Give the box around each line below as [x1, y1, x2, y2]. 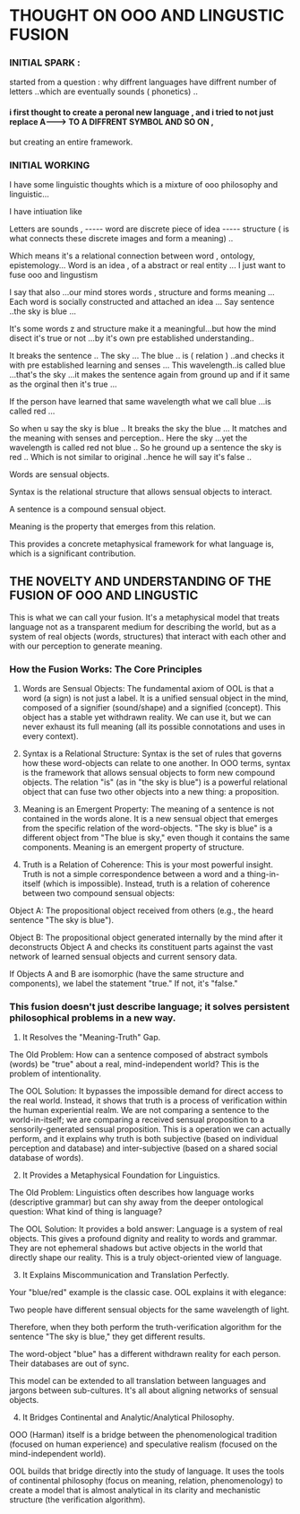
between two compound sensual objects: [21, 888, 176, 899]
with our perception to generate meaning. [9, 640, 163, 651]
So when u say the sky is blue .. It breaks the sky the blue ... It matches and [9, 422, 287, 433]
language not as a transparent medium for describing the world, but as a [9, 621, 277, 632]
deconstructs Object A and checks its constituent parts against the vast [9, 942, 274, 953]
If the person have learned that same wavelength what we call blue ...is [9, 396, 271, 406]
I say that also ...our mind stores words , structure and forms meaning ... [9, 286, 275, 297]
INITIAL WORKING [9, 159, 90, 171]
